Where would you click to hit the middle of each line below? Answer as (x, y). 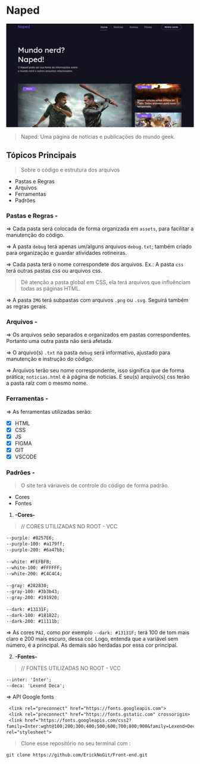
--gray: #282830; (28, 586)
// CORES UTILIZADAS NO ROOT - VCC (69, 526)
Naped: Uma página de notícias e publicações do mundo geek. (98, 137)
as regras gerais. (27, 307)
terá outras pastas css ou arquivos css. (54, 271)
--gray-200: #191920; (33, 598)
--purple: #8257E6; (30, 538)
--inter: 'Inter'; (29, 680)
